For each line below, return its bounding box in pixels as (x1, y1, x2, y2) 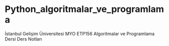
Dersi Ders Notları (5, 36, 42, 42)
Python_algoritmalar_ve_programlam (5, 3, 164, 15)
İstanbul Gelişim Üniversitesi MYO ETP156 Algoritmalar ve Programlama (5, 30, 155, 36)
